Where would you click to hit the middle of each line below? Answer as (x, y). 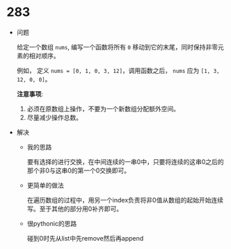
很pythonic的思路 (52, 223)
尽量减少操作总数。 (55, 117)
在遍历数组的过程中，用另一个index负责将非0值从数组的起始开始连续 (125, 200)
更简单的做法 (45, 185)
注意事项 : (30, 94)
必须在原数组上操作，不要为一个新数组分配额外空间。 (103, 109)
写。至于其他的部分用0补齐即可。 (75, 209)
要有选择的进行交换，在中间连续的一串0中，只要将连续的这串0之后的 (125, 161)
